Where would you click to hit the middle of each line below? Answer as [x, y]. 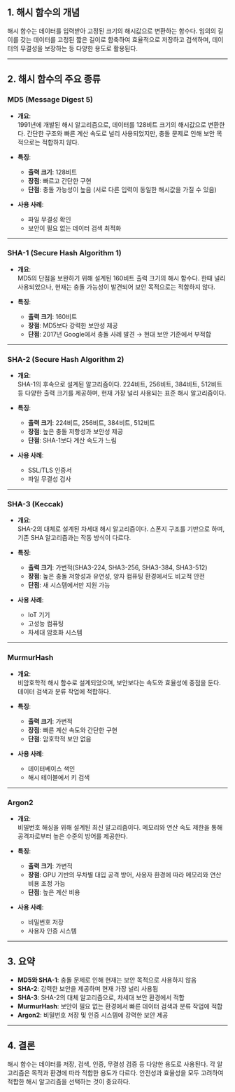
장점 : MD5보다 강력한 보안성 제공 [73, 325]
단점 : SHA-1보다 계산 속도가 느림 [72, 440]
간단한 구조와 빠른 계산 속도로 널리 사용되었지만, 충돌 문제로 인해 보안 [121, 133]
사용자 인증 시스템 [52, 931]
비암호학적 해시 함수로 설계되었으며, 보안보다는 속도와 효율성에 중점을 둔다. [119, 682]
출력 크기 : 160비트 [52, 316]
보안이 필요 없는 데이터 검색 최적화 [74, 228]
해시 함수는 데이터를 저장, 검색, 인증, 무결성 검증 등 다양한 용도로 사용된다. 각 [111, 1064]
